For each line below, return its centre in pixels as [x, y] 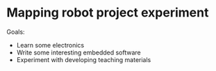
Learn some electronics [50, 45]
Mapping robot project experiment [108, 13]
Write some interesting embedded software [78, 52]
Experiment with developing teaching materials [84, 59]
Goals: [16, 32]
